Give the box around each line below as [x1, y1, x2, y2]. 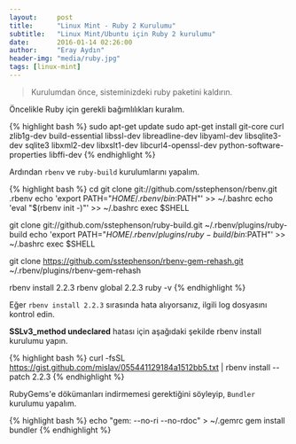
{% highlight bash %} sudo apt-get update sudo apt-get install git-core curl [9, 121, 284, 131]
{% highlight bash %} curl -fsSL [9, 352, 126, 363]
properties [9, 149, 47, 160]
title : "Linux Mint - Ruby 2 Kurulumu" [9, 21, 176, 30]
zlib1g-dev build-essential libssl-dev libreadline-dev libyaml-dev [9, 130, 244, 141]
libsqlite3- [245, 130, 282, 141]
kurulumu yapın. [9, 335, 68, 346]
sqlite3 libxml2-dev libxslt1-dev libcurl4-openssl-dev [25, 139, 217, 151]
